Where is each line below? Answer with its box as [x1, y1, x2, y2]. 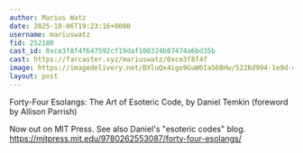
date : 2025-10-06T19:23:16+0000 [9, 22, 131, 31]
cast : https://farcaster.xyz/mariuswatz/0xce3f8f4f [9, 55, 207, 64]
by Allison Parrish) [9, 105, 78, 117]
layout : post [9, 72, 59, 81]
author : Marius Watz [9, 13, 87, 22]
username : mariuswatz [9, 30, 91, 39]
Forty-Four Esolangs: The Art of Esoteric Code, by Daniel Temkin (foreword [9, 96, 289, 107]
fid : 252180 [9, 38, 54, 48]
